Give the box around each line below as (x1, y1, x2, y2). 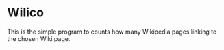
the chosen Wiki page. (7, 34, 71, 42)
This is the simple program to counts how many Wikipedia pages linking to (7, 27, 217, 36)
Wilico (7, 5, 45, 21)
